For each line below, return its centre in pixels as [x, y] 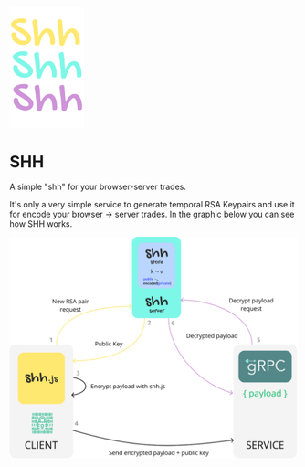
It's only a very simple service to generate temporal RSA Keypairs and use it [152, 205]
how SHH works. [41, 224]
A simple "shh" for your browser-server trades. [98, 187]
